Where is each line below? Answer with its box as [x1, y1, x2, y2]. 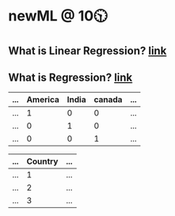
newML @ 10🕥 [8, 7, 108, 25]
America [26, 94, 59, 105]
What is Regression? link [8, 70, 133, 84]
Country [26, 156, 59, 167]
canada [93, 94, 123, 105]
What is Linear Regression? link [8, 44, 167, 57]
